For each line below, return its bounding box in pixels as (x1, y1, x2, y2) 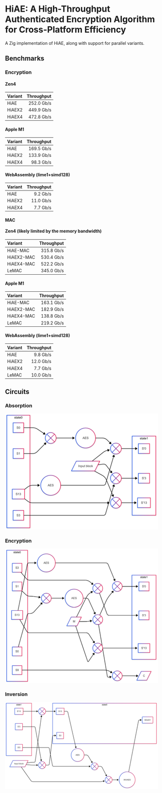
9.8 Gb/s (33, 352, 52, 358)
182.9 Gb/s (41, 306, 64, 312)
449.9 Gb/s (28, 107, 52, 113)
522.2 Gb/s (41, 261, 64, 267)
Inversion (5, 691, 28, 698)
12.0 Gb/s (31, 359, 52, 364)
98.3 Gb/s (31, 159, 52, 165)
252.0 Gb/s (28, 100, 52, 106)
